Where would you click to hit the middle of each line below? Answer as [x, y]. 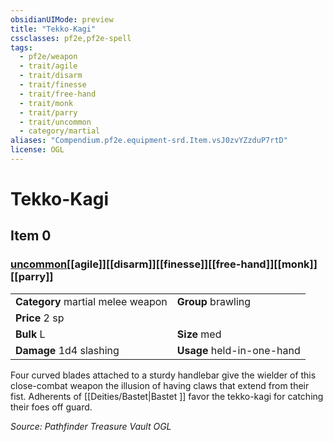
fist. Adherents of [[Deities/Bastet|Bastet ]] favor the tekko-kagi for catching [167, 396]
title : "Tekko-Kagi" [53, 29]
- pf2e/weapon [48, 57]
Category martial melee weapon [91, 301]
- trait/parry [48, 112]
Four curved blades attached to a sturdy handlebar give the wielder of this [163, 375]
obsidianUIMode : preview [62, 19]
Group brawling [214, 301]
